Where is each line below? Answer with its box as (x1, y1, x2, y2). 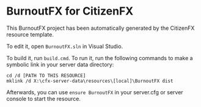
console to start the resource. (6, 95, 81, 102)
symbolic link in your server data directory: (6, 61, 114, 68)
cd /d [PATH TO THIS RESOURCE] (6, 72, 86, 78)
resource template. (6, 30, 54, 38)
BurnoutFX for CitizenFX (6, 4, 134, 18)
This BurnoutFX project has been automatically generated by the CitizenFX (6, 24, 195, 32)
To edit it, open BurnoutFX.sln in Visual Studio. (6, 43, 123, 50)
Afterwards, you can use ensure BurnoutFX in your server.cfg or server (6, 88, 183, 95)
